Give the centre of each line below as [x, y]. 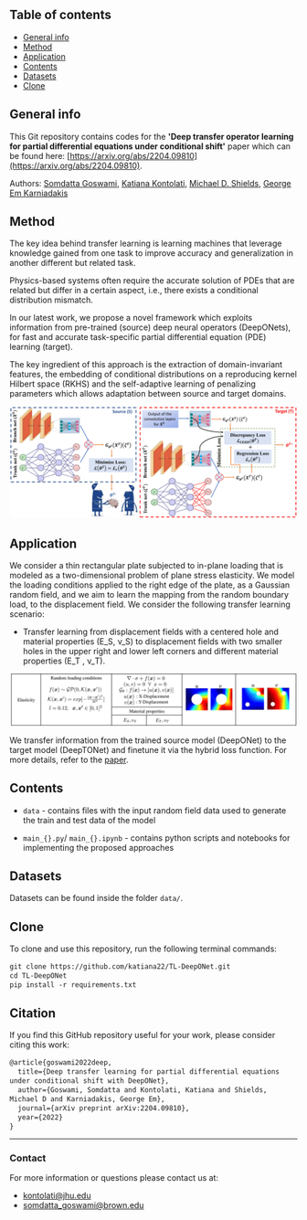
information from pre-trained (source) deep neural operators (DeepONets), [150, 327]
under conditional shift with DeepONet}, [90, 1081]
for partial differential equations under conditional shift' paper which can [150, 146]
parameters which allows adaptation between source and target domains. [148, 394]
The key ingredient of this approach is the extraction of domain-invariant [146, 365]
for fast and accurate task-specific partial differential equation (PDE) [138, 337]
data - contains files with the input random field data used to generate [154, 810]
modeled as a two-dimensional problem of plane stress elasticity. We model [152, 576]
